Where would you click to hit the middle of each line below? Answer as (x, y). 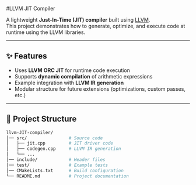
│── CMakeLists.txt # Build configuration (65, 170)
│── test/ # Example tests (57, 165)
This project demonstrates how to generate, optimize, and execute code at (96, 26)
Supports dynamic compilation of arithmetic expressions (83, 76)
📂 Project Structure (41, 119)
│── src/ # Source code (55, 138)
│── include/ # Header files (56, 160)
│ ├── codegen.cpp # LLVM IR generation (64, 149)
